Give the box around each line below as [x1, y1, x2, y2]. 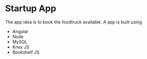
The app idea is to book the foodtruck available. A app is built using [5, 19, 142, 25]
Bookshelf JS [12, 49, 39, 55]
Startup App [5, 3, 57, 14]
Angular [12, 28, 29, 34]
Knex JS [12, 44, 30, 50]
